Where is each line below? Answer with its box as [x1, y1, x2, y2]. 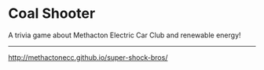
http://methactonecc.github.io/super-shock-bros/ [8, 52, 168, 62]
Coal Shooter [8, 5, 96, 23]
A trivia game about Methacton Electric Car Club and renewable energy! [8, 30, 241, 40]
